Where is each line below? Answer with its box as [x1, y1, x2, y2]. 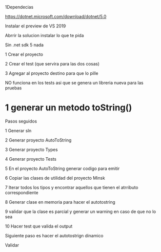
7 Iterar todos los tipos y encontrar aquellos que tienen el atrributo [5, 184, 139, 190]
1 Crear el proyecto [5, 51, 43, 57]
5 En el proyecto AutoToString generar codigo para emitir [5, 166, 120, 171]
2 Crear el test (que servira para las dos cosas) [5, 61, 100, 66]
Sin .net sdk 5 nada [5, 42, 44, 48]
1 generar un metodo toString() [5, 102, 132, 113]
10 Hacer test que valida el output [5, 223, 73, 229]
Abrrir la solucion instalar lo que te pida [5, 33, 84, 38]
